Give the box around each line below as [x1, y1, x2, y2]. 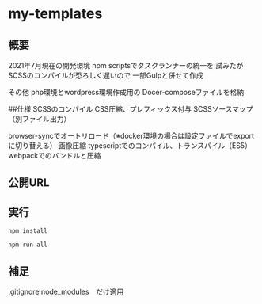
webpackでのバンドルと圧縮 [8, 151, 101, 160]
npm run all [8, 241, 47, 249]
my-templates [8, 5, 103, 23]
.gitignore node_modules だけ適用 [8, 287, 124, 297]
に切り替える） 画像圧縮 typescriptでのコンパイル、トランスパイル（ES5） [8, 141, 252, 150]
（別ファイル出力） [8, 114, 71, 123]
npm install [8, 227, 47, 235]
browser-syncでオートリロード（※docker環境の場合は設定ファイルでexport [8, 131, 255, 140]
